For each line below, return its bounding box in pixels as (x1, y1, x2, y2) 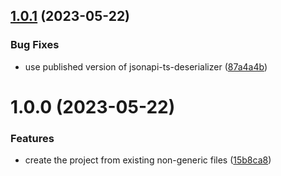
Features (10, 131, 55, 145)
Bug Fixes (10, 38, 60, 52)
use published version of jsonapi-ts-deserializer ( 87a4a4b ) (24, 60, 268, 73)
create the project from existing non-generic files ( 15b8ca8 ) (24, 154, 272, 166)
